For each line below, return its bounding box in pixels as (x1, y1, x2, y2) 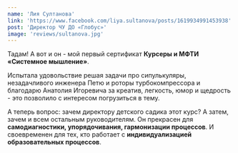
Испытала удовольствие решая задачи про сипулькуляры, (7, 71, 187, 80)
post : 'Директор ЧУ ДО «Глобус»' (7, 23, 107, 31)
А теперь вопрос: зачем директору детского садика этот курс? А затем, (7, 107, 229, 116)
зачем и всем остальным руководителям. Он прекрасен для (7, 115, 194, 124)
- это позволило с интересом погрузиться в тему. (7, 94, 160, 102)
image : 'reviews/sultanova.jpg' (7, 30, 104, 38)
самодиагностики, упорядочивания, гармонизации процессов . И (7, 122, 214, 132)
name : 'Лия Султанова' (7, 10, 75, 18)
